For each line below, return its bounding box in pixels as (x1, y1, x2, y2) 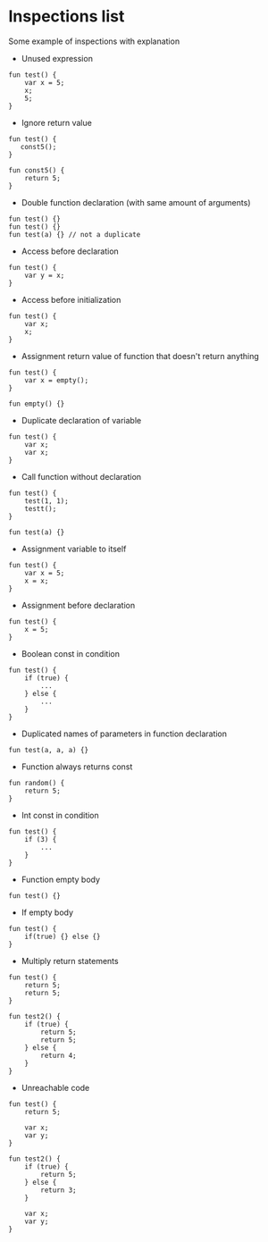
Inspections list (8, 6, 125, 27)
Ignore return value (21, 117, 93, 128)
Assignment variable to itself (21, 543, 127, 554)
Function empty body (21, 874, 100, 885)
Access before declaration (21, 246, 120, 256)
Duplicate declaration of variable (21, 415, 142, 425)
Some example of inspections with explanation (8, 36, 180, 46)
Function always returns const (21, 761, 133, 772)
